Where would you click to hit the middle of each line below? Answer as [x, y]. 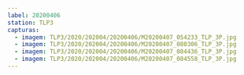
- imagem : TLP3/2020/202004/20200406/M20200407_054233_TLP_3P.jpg [126, 37]
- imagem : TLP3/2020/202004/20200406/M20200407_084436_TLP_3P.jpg [126, 52]
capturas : [24, 30]
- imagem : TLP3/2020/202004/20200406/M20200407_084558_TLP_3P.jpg [126, 59]
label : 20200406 [34, 15]
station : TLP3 [31, 23]
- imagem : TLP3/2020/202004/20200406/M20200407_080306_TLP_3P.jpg [126, 45]
